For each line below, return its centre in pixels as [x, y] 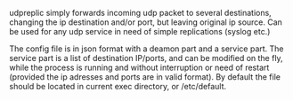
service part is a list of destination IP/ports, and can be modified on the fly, [146, 58]
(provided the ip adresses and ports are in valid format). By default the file [145, 77]
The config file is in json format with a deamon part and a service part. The [146, 49]
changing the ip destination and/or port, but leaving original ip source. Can [146, 22]
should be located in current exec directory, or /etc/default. [118, 86]
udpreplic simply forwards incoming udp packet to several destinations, [140, 13]
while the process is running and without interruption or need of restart [139, 67]
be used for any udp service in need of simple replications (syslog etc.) [140, 31]
